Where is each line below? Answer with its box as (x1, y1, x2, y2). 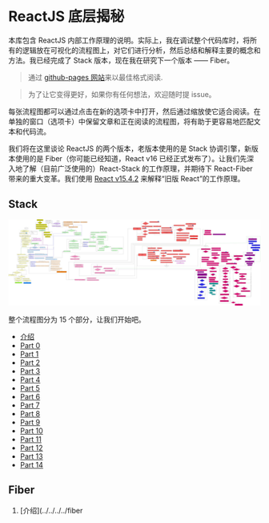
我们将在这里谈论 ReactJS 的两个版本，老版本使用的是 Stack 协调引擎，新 (8, 144, 252, 153)
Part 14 (19, 460, 44, 470)
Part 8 (19, 409, 41, 419)
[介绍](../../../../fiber (19, 505, 83, 515)
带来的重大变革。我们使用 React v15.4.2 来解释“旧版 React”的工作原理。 (8, 173, 245, 183)
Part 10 (19, 426, 44, 436)
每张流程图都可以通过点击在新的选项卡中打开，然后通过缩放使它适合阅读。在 (8, 106, 261, 116)
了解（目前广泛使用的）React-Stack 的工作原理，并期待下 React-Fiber (22, 164, 254, 173)
